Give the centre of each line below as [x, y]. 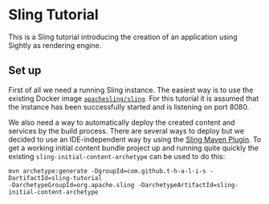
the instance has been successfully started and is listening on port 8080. [129, 106]
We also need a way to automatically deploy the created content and [122, 122]
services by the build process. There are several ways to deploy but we [126, 130]
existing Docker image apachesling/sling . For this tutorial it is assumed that [134, 98]
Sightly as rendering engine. [55, 45]
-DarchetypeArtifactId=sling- [188, 185]
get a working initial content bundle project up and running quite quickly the [134, 148]
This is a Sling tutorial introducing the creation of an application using [123, 37]
